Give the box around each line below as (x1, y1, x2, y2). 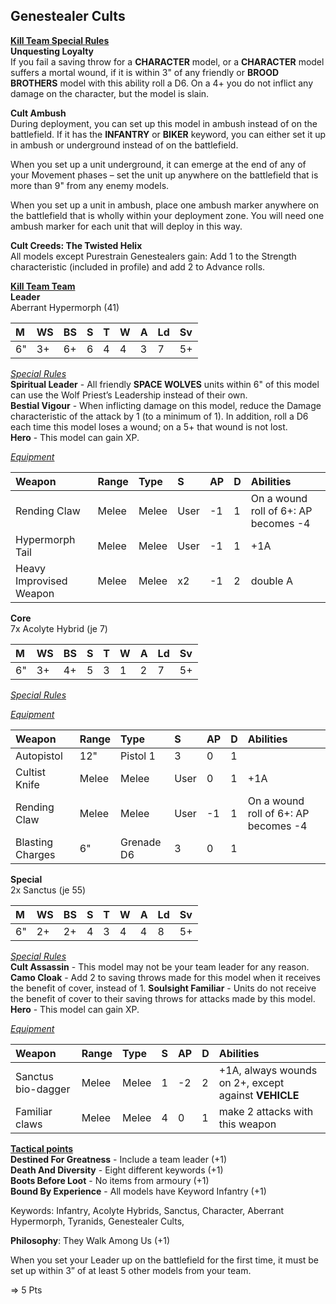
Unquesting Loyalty (10, 45, 95, 57)
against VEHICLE (218, 1088, 300, 1102)
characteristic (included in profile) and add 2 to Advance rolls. (10, 260, 266, 273)
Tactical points (10, 1142, 74, 1154)
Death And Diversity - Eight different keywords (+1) (10, 1164, 224, 1176)
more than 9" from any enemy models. (10, 179, 170, 191)
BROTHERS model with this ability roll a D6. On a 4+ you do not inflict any (10, 77, 314, 89)
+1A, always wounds (218, 1063, 318, 1077)
